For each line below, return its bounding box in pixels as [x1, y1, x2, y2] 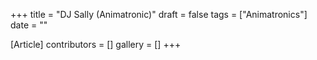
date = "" [10, 19, 48, 31]
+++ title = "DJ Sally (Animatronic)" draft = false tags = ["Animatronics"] [10, 9, 308, 20]
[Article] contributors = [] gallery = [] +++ [10, 39, 182, 50]
